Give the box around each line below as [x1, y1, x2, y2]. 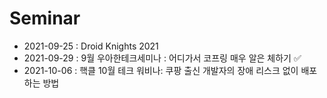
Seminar [9, 7, 81, 30]
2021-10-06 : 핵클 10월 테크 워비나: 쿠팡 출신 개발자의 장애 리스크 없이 [23, 64, 299, 76]
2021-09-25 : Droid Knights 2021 [23, 40, 159, 52]
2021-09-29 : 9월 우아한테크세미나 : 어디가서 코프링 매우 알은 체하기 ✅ [23, 52, 302, 64]
